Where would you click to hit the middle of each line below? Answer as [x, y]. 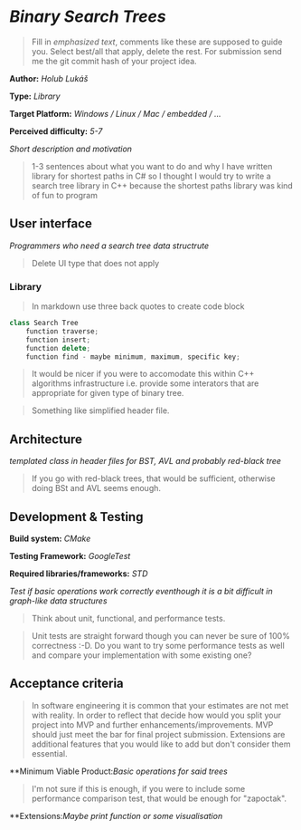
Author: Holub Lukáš [49, 78]
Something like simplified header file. [100, 410]
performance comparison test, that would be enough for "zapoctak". [159, 798]
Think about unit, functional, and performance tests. [128, 619]
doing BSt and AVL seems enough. [96, 488]
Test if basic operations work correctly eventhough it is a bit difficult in [141, 592]
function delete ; [58, 348]
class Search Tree [44, 323]
